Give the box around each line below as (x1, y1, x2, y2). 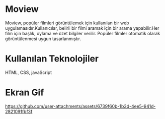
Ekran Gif (5, 87, 44, 98)
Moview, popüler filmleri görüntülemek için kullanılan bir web (5, 20, 129, 26)
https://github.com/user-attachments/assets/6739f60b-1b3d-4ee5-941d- (5, 103, 156, 109)
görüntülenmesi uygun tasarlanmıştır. (5, 36, 81, 42)
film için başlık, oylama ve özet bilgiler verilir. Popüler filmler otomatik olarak (5, 30, 161, 36)
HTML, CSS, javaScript (5, 69, 52, 75)
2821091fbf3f (5, 108, 33, 115)
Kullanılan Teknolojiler (5, 53, 99, 64)
